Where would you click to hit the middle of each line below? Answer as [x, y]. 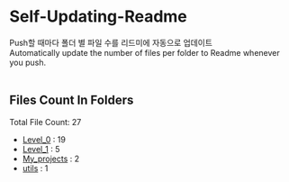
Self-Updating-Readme [98, 17]
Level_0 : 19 [44, 139]
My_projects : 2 [50, 159]
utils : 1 [35, 168]
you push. [28, 62]
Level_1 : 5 [41, 149]
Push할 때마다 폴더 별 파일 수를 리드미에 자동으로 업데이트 [111, 42]
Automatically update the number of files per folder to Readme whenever [145, 52]
